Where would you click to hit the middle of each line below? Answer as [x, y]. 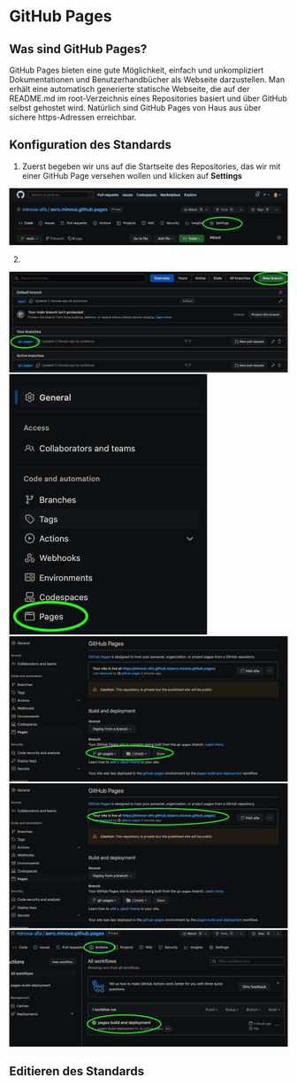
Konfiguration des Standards [91, 145]
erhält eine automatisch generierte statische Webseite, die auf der [129, 89]
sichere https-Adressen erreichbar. [73, 117]
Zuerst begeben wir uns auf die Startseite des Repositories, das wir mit [151, 166]
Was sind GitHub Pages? [78, 49]
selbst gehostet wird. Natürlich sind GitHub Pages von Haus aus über [135, 108]
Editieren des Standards [76, 1071]
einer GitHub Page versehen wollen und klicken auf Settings [132, 175]
